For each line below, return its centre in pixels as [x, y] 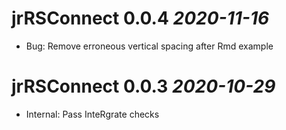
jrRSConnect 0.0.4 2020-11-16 [140, 18]
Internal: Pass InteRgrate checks [92, 114]
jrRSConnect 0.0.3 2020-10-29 [143, 86]
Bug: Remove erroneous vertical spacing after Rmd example [149, 46]
